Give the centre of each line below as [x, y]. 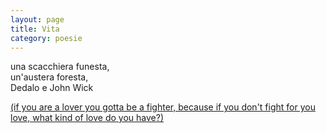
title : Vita [35, 29]
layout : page [37, 19]
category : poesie [46, 38]
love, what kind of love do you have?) [87, 118]
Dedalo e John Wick [52, 88]
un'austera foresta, [49, 77]
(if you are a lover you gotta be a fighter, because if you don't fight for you [163, 107]
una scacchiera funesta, [60, 67]
